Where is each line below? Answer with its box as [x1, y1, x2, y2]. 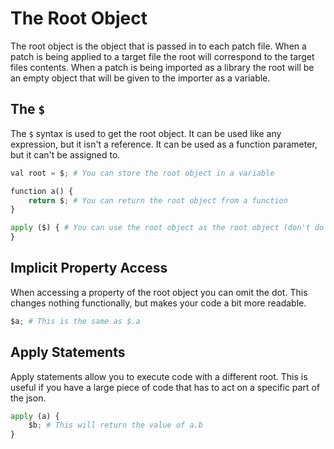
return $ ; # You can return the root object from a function [28, 195, 288, 206]
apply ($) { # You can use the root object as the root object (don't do [10, 223, 325, 233]
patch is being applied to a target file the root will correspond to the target [10, 50, 315, 62]
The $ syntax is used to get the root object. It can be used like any [10, 127, 282, 139]
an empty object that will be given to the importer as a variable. [10, 72, 271, 84]
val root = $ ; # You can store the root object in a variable [10, 168, 275, 178]
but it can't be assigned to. [10, 148, 121, 161]
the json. [10, 392, 47, 404]
